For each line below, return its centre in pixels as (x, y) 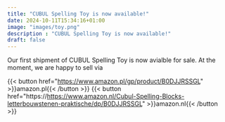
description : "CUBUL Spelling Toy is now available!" (89, 33)
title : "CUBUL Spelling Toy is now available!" (78, 14)
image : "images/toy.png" (44, 27)
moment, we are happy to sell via (55, 68)
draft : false (26, 40)
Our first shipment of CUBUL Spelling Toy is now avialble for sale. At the (111, 60)
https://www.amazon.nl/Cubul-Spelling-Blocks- (116, 97)
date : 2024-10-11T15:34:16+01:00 (56, 20)
